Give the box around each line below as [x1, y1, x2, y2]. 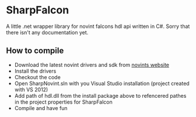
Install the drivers [14, 68, 57, 75]
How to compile [6, 46, 64, 56]
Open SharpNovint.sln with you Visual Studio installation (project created [14, 80, 190, 87]
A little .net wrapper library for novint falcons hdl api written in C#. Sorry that [6, 23, 190, 30]
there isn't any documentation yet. [6, 29, 89, 36]
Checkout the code [14, 73, 61, 80]
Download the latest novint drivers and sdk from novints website [14, 61, 170, 68]
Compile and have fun [14, 104, 68, 111]
